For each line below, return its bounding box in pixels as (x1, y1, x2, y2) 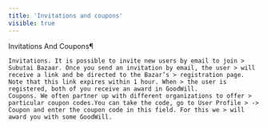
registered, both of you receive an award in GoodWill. (8, 85, 198, 93)
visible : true (8, 19, 56, 27)
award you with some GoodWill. (8, 113, 113, 121)
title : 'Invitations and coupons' (8, 11, 124, 20)
